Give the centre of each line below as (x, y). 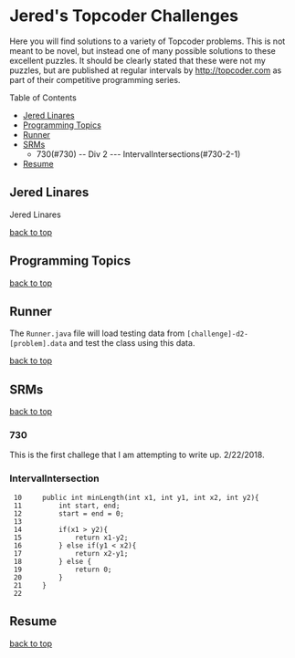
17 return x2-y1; (71, 553)
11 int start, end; (67, 506)
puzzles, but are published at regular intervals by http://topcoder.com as (146, 70)
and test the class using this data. (132, 343)
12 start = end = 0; (69, 513)
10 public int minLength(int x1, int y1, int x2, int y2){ (136, 497)
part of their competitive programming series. (95, 79)
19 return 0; (63, 569)
